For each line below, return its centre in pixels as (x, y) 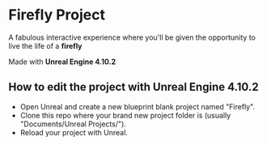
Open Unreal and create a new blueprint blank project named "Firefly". (138, 106)
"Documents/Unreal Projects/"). (73, 124)
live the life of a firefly (45, 45)
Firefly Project (57, 15)
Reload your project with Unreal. (74, 132)
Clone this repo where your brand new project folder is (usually (125, 115)
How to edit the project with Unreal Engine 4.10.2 (133, 87)
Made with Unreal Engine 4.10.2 (62, 62)
